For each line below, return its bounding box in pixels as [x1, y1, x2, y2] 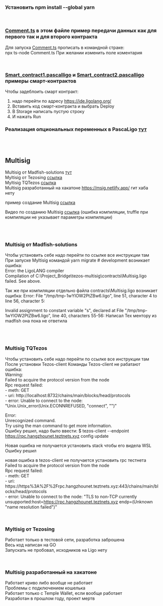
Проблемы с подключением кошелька [5, 585, 86, 591]
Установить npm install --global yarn [5, 4, 95, 11]
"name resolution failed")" [5, 504, 57, 510]
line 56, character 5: [5, 298, 45, 304]
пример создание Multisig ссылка [5, 200, 75, 205]
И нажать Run [12, 113, 41, 119]
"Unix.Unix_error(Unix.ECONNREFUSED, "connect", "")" [5, 403, 117, 408]
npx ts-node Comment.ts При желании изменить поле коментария [5, 49, 143, 55]
